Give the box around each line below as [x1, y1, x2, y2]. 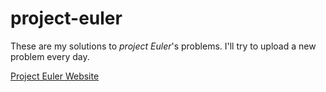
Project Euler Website [10, 70, 100, 82]
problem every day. [10, 50, 90, 62]
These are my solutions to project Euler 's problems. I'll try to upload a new [10, 40, 317, 52]
